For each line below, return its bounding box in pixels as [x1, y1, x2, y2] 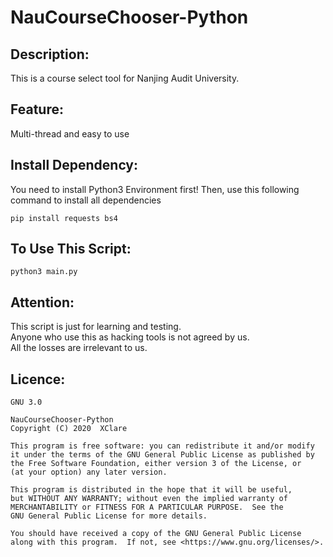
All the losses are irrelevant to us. [10, 342, 148, 354]
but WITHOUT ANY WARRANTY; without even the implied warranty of [10, 494, 288, 504]
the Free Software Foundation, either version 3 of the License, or [10, 459, 302, 469]
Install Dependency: [10, 157, 139, 174]
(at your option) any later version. [10, 467, 168, 478]
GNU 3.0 [10, 397, 43, 408]
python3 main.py [10, 267, 78, 277]
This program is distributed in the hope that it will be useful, [10, 485, 293, 495]
